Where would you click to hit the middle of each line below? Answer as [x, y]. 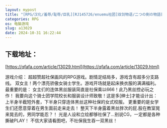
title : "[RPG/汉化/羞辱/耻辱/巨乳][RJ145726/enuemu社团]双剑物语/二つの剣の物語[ [84, 14]
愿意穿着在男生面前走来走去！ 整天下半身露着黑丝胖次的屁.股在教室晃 [89, 108]
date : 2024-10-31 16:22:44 [33, 33]
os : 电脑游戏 [17, 24]
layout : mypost [21, 10]
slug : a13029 [19, 28]
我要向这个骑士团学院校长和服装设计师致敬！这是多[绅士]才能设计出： [86, 96]
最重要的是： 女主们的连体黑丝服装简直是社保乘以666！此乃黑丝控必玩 [77, 89]
